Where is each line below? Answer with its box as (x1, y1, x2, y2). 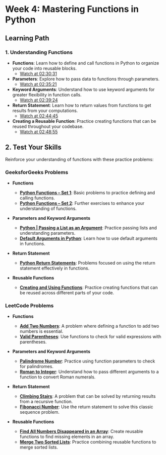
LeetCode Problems (5, 302, 54, 309)
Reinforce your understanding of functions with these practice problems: (5, 156, 154, 162)
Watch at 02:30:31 (19, 71, 57, 77)
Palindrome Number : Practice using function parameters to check (19, 358, 155, 364)
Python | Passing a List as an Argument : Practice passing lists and (19, 225, 157, 231)
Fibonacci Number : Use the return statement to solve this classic (19, 404, 154, 410)
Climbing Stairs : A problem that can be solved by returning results (19, 393, 156, 399)
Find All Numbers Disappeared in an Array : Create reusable (19, 429, 143, 435)
